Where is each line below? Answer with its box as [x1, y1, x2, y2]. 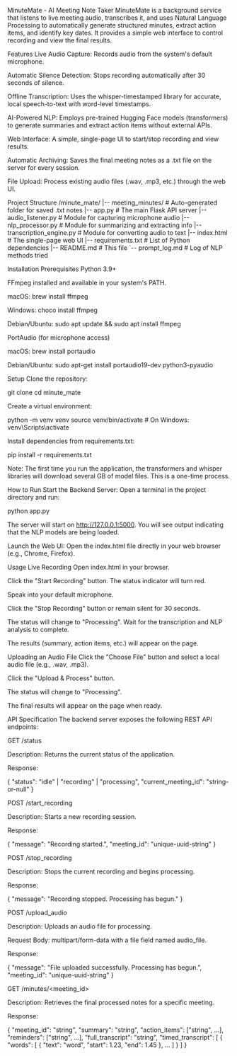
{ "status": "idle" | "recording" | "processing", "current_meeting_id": [7, 778, 205, 786]
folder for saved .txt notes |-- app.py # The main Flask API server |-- [7, 206, 207, 214]
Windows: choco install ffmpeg [7, 306, 98, 314]
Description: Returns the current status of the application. [7, 750, 175, 758]
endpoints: [7, 723, 39, 731]
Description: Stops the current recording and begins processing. [7, 867, 195, 876]
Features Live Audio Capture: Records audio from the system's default [7, 50, 212, 58]
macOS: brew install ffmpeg [7, 292, 88, 300]
